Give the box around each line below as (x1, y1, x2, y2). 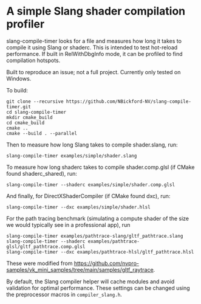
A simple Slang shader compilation (6, 4, 186, 18)
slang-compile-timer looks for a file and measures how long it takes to (6, 37, 182, 44)
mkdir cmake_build (6, 114, 53, 120)
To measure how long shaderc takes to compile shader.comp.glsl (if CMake (6, 163, 195, 171)
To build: (6, 86, 29, 94)
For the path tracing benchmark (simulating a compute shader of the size (6, 215, 189, 222)
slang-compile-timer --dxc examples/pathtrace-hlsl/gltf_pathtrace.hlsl (6, 249, 194, 255)
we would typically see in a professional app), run (6, 221, 131, 229)
